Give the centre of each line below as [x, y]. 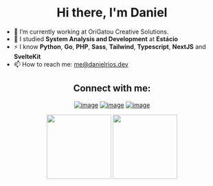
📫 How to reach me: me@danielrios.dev [71, 64]
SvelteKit [27, 56]
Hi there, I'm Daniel [112, 13]
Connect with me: [112, 88]
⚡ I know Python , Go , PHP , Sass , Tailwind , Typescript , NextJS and [110, 47]
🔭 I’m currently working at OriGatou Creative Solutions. [91, 32]
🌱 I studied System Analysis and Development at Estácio [96, 38]
